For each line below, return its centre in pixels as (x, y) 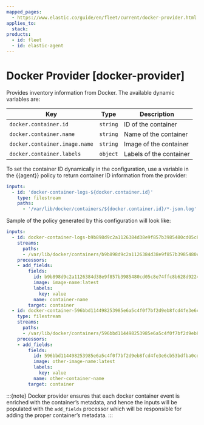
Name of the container (156, 134)
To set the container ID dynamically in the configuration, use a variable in (98, 169)
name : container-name (60, 299)
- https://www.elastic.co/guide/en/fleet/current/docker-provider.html (104, 18)
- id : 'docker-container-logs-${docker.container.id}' (83, 192)
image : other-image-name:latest (74, 362)
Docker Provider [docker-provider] (96, 76)
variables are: (23, 99)
